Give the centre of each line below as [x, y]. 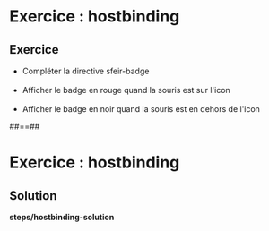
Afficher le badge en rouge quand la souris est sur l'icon [126, 90]
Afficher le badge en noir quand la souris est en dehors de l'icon [141, 109]
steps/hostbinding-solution [62, 217]
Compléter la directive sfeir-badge [86, 71]
